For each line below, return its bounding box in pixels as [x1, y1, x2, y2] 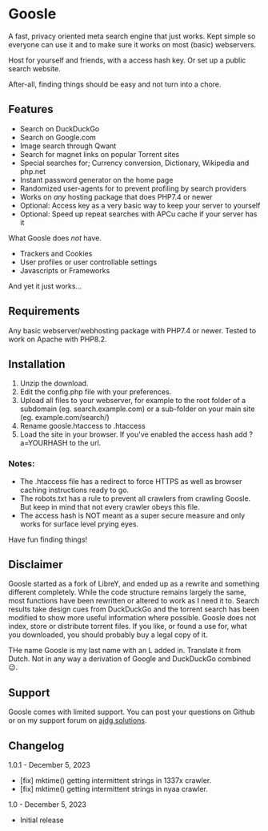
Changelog [8, 739, 65, 752]
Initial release [19, 815, 64, 825]
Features [8, 103, 54, 116]
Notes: [8, 458, 35, 470]
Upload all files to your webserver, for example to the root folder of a [19, 396, 246, 405]
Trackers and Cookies [19, 248, 93, 258]
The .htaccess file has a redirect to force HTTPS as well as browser [19, 476, 242, 486]
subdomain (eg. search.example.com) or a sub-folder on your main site [19, 404, 255, 413]
